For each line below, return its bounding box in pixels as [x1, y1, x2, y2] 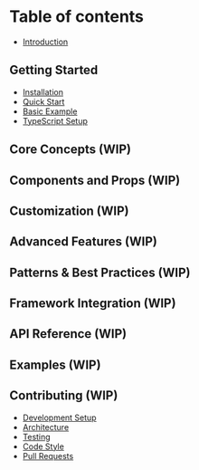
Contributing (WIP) [9, 388, 118, 404]
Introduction [22, 36, 69, 47]
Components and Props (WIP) [9, 172, 181, 187]
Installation [22, 86, 64, 97]
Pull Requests [22, 450, 74, 461]
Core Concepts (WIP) [9, 142, 131, 158]
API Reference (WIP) [9, 326, 128, 341]
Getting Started [9, 62, 99, 78]
